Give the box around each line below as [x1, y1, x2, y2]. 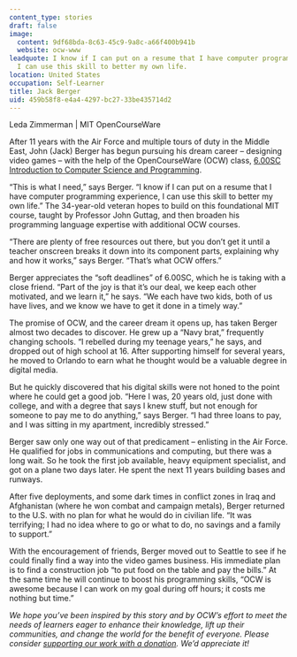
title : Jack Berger [9, 87, 81, 95]
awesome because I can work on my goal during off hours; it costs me [9, 584, 266, 594]
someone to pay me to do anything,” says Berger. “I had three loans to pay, [9, 410, 282, 421]
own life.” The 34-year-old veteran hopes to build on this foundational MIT [9, 201, 280, 211]
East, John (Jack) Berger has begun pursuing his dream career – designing [9, 146, 283, 157]
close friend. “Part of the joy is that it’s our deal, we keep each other [9, 282, 257, 293]
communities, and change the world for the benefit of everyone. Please [9, 629, 270, 639]
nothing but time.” [9, 593, 74, 604]
